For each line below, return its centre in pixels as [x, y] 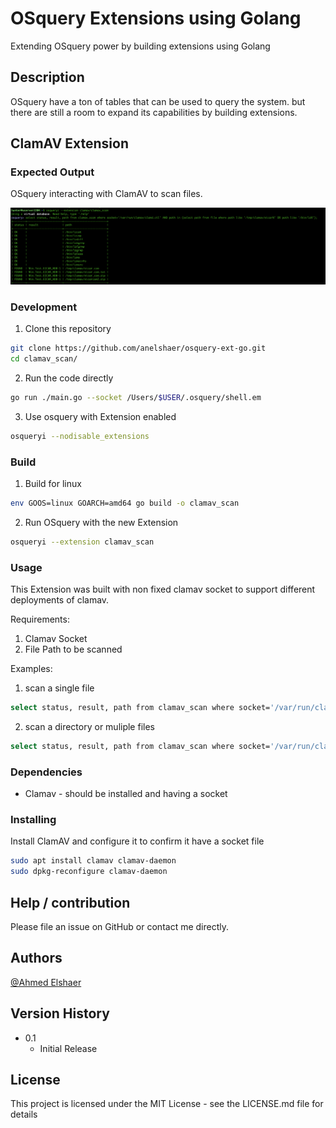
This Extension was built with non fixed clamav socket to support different [163, 589]
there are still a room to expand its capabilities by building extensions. [154, 112]
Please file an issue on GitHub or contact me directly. [120, 927]
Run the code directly [69, 378]
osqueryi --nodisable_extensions [80, 436]
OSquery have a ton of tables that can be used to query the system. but [158, 101]
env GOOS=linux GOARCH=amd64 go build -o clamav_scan [125, 503]
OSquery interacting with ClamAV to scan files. [106, 194]
